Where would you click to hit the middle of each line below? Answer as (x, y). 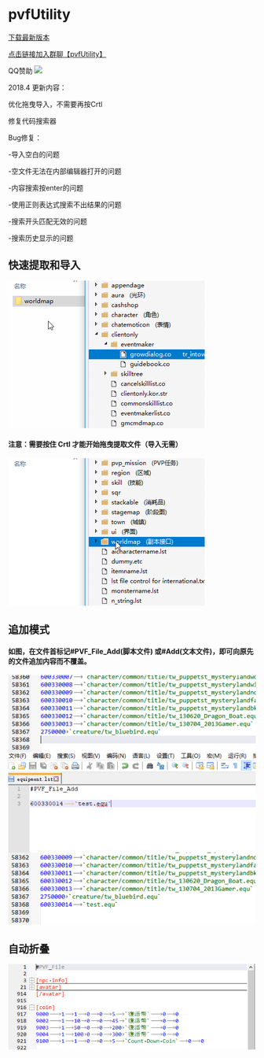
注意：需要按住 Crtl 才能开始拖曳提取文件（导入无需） (95, 444)
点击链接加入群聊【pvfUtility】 (57, 54)
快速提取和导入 (44, 265)
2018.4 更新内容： (37, 87)
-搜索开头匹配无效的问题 (48, 221)
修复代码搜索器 (32, 120)
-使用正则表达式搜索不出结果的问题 (65, 204)
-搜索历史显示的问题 (41, 238)
